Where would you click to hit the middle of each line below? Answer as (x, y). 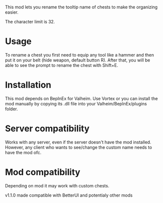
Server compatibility (47, 129)
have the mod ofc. (23, 152)
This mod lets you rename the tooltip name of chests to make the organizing (81, 7)
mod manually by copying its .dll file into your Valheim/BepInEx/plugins (76, 103)
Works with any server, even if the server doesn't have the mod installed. (78, 142)
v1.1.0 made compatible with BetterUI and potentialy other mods (69, 195)
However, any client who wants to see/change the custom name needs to (79, 147)
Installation (28, 85)
